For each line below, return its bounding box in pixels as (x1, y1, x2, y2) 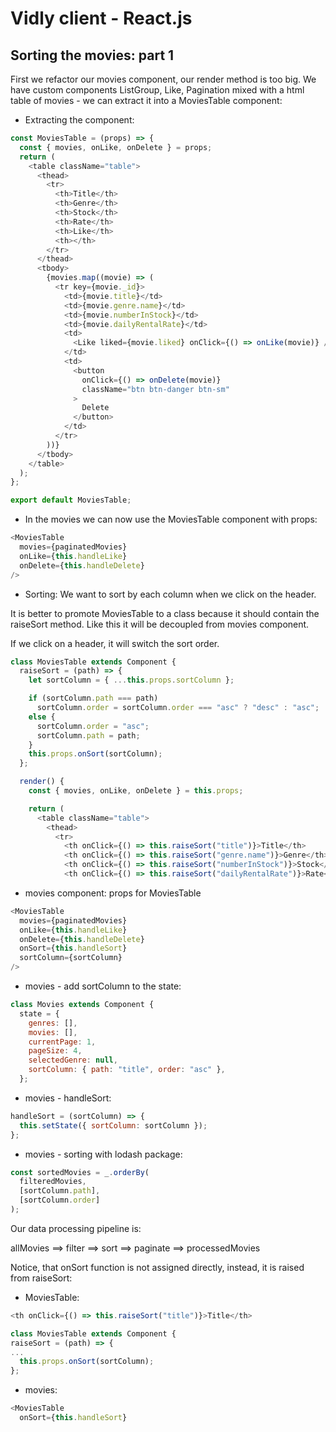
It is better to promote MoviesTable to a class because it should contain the (10, 607, 320, 619)
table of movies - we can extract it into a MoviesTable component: (10, 95, 283, 106)
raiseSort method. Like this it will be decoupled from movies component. (10, 618, 310, 630)
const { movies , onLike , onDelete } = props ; (19, 142, 213, 152)
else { (28, 712, 56, 722)
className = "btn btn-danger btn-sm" (81, 384, 230, 394)
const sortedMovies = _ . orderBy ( (10, 1167, 150, 1177)
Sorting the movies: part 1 (10, 47, 175, 64)
